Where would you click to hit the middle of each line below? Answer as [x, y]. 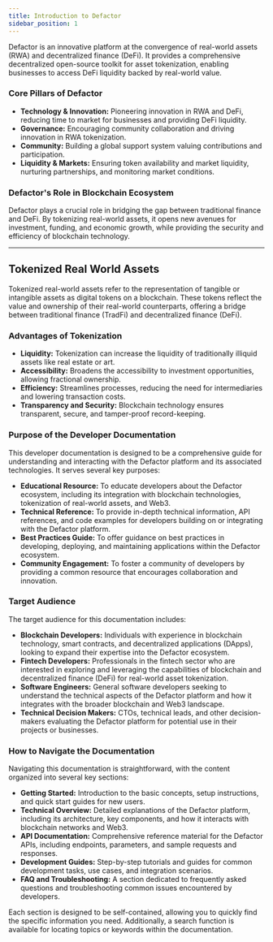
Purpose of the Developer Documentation [92, 435]
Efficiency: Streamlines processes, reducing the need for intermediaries [141, 388]
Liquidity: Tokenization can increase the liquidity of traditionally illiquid [139, 353]
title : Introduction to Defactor [65, 16]
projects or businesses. [59, 730]
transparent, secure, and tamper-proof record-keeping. [113, 414]
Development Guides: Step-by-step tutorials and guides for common [136, 862]
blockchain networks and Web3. [74, 827]
